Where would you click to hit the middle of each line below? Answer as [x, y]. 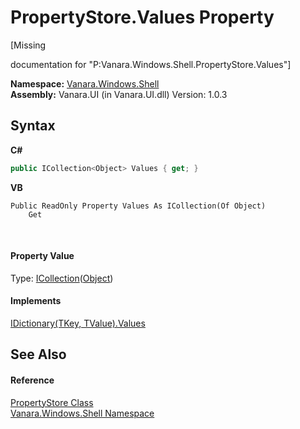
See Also [38, 354]
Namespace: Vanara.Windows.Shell [85, 83]
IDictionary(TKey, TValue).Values [78, 323]
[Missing [28, 45]
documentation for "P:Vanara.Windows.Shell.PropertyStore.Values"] [151, 64]
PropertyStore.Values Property [142, 17]
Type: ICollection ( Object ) [62, 278]
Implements [36, 301]
